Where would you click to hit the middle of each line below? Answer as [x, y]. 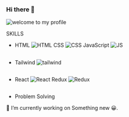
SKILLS [15, 34]
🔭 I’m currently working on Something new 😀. [62, 108]
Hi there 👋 [21, 9]
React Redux [41, 80]
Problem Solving [35, 96]
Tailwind [25, 62]
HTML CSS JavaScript [62, 45]
